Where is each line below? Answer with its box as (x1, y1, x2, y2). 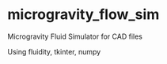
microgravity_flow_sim (7, 6, 160, 24)
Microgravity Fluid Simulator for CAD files (7, 32, 143, 41)
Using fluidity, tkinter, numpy (7, 47, 101, 56)
